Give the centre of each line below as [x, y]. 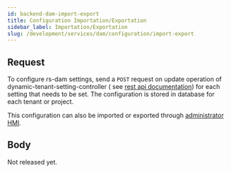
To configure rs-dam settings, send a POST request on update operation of [115, 79]
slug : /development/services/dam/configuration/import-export [101, 34]
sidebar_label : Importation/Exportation [68, 27]
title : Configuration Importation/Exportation [77, 20]
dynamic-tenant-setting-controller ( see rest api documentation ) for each [114, 87]
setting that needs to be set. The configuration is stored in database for [111, 94]
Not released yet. [32, 162]
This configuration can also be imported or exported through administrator [115, 115]
